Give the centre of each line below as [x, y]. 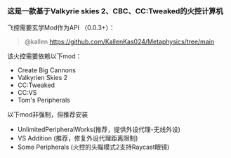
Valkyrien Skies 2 [42, 78]
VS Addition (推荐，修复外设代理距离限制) [78, 138]
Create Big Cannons [46, 70]
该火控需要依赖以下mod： [45, 56]
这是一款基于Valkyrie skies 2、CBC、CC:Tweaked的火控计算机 [115, 11]
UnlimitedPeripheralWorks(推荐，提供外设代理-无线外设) [99, 130]
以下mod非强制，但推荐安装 [48, 114]
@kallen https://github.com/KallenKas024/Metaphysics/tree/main [119, 42]
